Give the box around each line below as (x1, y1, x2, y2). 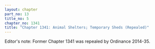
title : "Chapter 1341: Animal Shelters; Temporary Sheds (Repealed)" (4, 25, 150, 30)
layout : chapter (4, 7, 38, 12)
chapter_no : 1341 (4, 20, 40, 26)
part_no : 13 (4, 12, 29, 16)
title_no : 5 (4, 16, 29, 21)
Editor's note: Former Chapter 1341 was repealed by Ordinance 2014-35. (4, 38, 150, 44)
